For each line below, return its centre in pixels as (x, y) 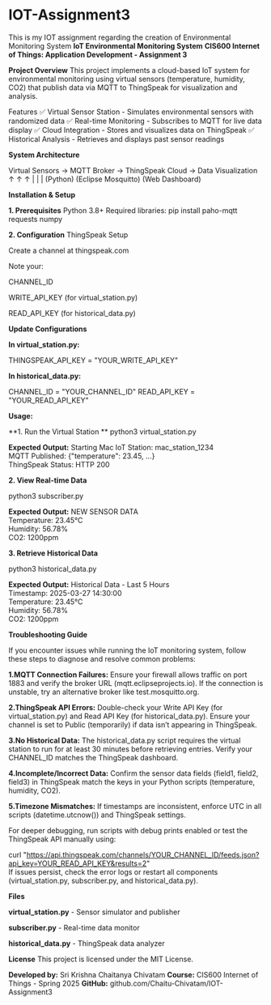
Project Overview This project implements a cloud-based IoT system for (129, 70)
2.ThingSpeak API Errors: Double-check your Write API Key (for (116, 707)
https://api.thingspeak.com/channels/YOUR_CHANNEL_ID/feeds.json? (143, 854)
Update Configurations (48, 329)
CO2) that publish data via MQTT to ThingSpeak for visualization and (123, 87)
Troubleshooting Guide (48, 634)
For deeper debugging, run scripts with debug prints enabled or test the (128, 830)
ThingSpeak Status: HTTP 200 (59, 464)
